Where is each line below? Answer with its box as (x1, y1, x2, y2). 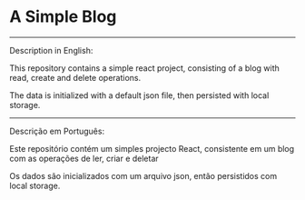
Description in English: (9, 45, 93, 55)
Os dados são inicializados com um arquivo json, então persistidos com (9, 170, 278, 181)
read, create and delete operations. (9, 72, 142, 83)
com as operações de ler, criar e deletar (9, 153, 159, 164)
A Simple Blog (9, 6, 117, 27)
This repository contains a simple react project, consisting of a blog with (9, 62, 280, 74)
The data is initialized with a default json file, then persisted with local (9, 89, 270, 101)
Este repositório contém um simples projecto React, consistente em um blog (9, 143, 295, 154)
